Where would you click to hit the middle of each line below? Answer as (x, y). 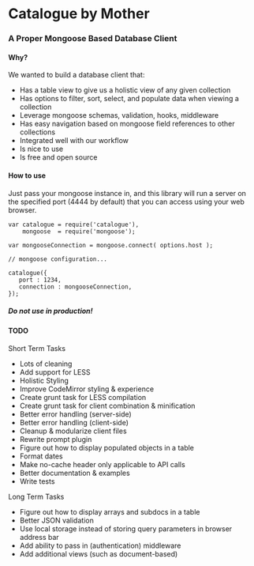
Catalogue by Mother (79, 14)
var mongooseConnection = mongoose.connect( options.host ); (111, 245)
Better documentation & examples (75, 473)
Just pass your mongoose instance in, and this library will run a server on (127, 193)
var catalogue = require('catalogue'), (74, 225)
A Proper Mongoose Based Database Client (93, 39)
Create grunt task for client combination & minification (107, 406)
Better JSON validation (57, 521)
